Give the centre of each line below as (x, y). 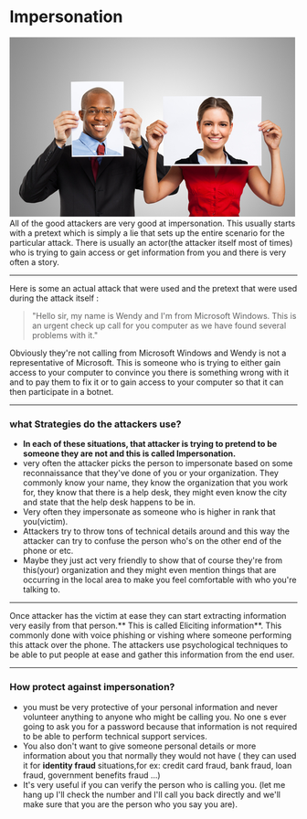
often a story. (34, 261)
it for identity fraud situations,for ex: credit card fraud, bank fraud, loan (157, 765)
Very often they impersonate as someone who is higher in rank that (149, 512)
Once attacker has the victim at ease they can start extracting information (148, 616)
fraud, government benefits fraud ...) (92, 775)
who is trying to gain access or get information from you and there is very (148, 252)
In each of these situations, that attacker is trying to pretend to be (150, 444)
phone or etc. (48, 551)
